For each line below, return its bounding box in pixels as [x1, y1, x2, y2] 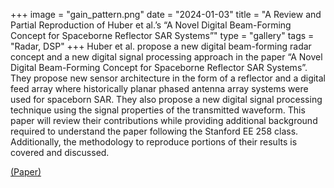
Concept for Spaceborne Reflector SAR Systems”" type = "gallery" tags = [10, 30, 315, 41]
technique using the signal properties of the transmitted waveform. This [10, 104, 306, 116]
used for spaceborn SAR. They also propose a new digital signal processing [10, 94, 323, 105]
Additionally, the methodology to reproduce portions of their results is [10, 136, 298, 148]
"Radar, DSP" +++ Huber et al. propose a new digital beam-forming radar [10, 40, 312, 52]
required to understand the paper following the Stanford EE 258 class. [10, 125, 299, 137]
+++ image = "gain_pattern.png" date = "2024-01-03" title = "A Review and [10, 9, 322, 20]
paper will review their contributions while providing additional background [10, 115, 318, 126]
